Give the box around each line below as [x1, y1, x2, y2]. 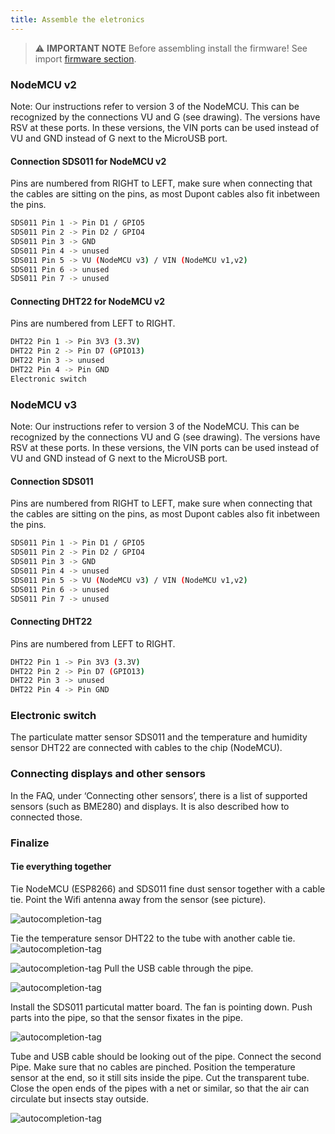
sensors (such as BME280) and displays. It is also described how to [10, 800, 290, 812]
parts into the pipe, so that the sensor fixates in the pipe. [10, 1011, 243, 1023]
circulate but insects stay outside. [10, 1092, 150, 1105]
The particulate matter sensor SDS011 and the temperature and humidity [10, 731, 308, 743]
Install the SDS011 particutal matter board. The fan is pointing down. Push [10, 1001, 313, 1013]
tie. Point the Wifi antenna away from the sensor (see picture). [10, 893, 267, 905]
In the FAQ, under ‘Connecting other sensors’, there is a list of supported [10, 789, 308, 801]
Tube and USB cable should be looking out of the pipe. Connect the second [10, 1050, 322, 1062]
